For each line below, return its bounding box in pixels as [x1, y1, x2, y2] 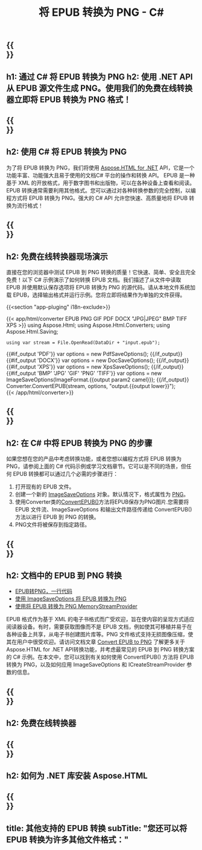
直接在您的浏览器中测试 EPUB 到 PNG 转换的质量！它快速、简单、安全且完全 [6, 268, 196, 275]
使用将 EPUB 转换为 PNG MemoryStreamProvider [14, 603, 137, 610]
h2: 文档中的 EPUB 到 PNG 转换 [6, 570, 122, 581]
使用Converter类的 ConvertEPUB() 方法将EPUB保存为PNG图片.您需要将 [14, 498, 189, 506]
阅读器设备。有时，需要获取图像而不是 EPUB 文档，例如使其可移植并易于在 [6, 623, 192, 630]
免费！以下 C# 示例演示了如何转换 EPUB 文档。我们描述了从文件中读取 [6, 276, 181, 283]
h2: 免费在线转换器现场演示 [6, 251, 109, 262]
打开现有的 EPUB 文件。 [14, 483, 75, 490]
